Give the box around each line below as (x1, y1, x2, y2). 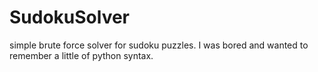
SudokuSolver (9, 6, 131, 29)
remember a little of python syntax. (9, 49, 154, 61)
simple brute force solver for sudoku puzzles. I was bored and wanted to (9, 39, 309, 51)
